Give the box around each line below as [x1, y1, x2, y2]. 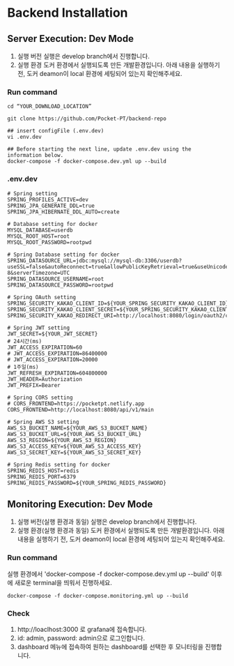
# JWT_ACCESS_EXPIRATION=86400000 [7, 350, 108, 357]
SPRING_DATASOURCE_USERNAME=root [7, 275, 104, 282]
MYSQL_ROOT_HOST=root [7, 232, 70, 240]
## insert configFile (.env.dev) [7, 128, 104, 135]
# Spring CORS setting [7, 394, 73, 401]
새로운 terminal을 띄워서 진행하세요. [14, 578, 113, 586]
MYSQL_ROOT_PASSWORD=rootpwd [7, 239, 92, 245]
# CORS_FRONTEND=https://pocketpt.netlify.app [7, 400, 145, 407]
